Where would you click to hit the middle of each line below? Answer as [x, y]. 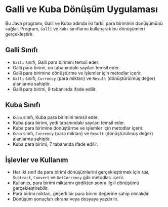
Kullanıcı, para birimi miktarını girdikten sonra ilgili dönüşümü [76, 183]
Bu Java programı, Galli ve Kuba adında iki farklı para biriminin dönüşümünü [84, 23]
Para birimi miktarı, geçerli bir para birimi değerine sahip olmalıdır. [81, 194]
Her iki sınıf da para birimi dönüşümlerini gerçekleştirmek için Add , [81, 172]
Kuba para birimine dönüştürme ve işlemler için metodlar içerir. [78, 128]
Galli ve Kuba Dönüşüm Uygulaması [82, 9]
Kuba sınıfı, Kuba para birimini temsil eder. [56, 117]
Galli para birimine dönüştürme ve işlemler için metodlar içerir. [77, 73]
